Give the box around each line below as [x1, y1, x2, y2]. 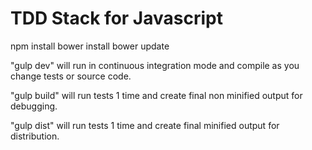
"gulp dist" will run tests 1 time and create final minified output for [10, 119, 280, 131]
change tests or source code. [10, 70, 132, 82]
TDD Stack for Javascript [10, 7, 223, 30]
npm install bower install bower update [10, 40, 170, 52]
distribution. [10, 130, 60, 142]
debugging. [10, 100, 58, 112]
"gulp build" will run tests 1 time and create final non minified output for [10, 89, 303, 101]
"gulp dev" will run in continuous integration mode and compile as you [10, 59, 300, 71]
